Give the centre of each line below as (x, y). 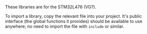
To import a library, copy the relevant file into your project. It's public (73, 16)
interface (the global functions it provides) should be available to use (74, 21)
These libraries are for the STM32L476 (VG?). (51, 7)
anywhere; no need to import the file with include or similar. (65, 26)
